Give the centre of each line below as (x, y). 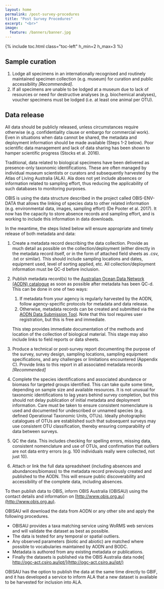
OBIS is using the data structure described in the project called (68, 198)
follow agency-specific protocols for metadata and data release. (84, 304)
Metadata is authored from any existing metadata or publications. (78, 552)
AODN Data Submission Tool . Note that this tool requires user (81, 314)
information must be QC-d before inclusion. (56, 269)
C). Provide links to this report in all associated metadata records (77, 364)
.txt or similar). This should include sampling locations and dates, (77, 258)
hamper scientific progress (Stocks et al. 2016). (53, 153)
